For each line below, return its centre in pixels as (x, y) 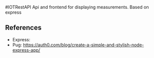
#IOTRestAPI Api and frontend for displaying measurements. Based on (77, 7)
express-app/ (26, 50)
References (23, 28)
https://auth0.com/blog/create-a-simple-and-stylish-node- (83, 45)
